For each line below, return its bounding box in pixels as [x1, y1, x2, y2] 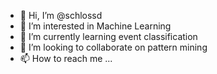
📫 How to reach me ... [19, 53, 113, 64]
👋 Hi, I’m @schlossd [19, 10, 103, 21]
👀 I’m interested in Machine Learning [19, 20, 172, 32]
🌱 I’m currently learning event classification [19, 31, 198, 42]
